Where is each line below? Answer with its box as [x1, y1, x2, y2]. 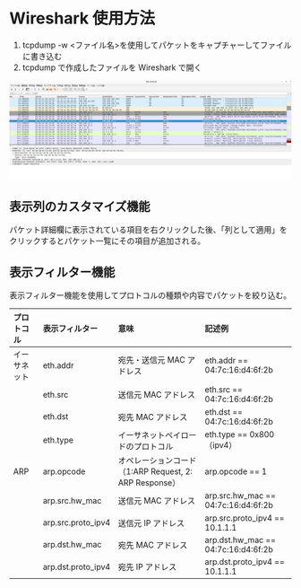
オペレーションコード [117, 455, 197, 466]
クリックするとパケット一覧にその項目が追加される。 [9, 235, 206, 247]
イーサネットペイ [117, 429, 181, 440]
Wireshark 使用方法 [9, 8, 156, 29]
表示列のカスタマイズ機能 [9, 199, 150, 215]
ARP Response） [117, 478, 181, 488]
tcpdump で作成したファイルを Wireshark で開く [21, 62, 202, 73]
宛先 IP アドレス [117, 562, 177, 573]
